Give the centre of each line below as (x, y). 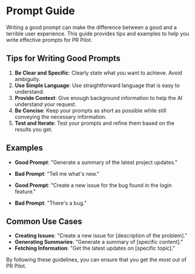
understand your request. (45, 104)
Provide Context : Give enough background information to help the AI (98, 98)
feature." (25, 191)
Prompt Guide (41, 11)
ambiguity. (27, 79)
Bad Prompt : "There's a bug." (51, 203)
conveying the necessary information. (61, 117)
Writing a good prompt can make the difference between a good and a (92, 27)
